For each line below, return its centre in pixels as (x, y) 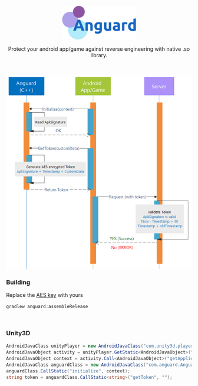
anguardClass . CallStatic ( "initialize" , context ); (68, 371)
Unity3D (18, 333)
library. (99, 55)
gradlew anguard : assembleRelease (47, 307)
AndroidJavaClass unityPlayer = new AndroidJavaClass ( (75, 346)
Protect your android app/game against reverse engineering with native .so (99, 49)
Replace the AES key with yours (45, 295)
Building (18, 282)
